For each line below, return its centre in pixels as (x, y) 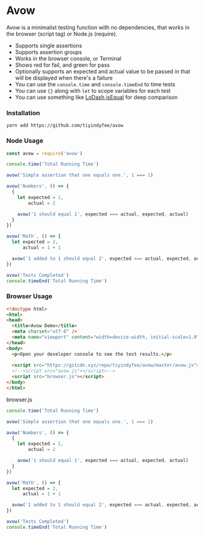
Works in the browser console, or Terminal (68, 58)
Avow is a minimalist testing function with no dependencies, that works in (98, 27)
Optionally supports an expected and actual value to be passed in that (103, 71)
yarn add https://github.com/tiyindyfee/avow (65, 126)
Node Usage (25, 141)
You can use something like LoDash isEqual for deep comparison (96, 97)
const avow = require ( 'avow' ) (45, 153)
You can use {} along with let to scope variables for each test (93, 90)
